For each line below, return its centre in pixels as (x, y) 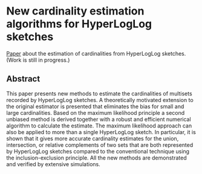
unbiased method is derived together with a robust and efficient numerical (99, 119)
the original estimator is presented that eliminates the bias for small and (95, 106)
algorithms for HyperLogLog (79, 24)
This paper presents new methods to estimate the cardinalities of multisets (99, 93)
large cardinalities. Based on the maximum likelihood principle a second (96, 112)
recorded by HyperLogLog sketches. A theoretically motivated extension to (100, 100)
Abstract (23, 79)
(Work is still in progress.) (38, 60)
